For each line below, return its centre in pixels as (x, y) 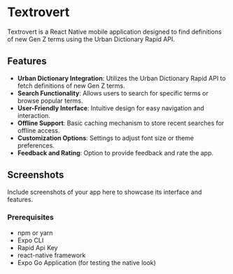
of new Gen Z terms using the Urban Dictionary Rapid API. (91, 39)
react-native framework (51, 255)
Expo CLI (30, 240)
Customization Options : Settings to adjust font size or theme (106, 138)
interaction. (34, 115)
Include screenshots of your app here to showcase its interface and (105, 192)
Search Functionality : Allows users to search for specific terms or (113, 93)
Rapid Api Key (37, 247)
